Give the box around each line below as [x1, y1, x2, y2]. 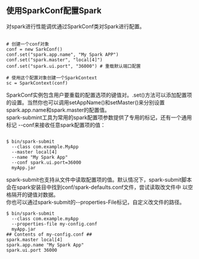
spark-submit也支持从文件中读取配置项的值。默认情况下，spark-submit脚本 [6, 176, 192, 183]
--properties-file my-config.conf [11, 221, 97, 227]
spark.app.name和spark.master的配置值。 [6, 106, 111, 113]
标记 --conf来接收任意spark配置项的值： [6, 121, 106, 128]
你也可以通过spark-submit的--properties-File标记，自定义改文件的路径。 [6, 198, 185, 206]
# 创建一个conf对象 [6, 41, 50, 47]
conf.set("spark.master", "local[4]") [6, 56, 103, 63]
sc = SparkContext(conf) [6, 80, 68, 86]
